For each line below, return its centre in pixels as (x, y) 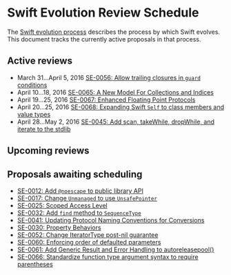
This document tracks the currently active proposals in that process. (104, 39)
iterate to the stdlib (44, 129)
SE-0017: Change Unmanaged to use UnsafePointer (87, 198)
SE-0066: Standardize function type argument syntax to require (108, 256)
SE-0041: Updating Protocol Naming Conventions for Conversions (111, 220)
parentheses (35, 264)
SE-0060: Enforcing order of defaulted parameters (89, 242)
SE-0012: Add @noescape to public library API (80, 191)
